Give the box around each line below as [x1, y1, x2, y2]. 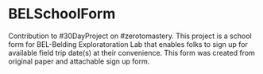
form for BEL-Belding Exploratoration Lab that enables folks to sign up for [8, 39, 248, 49]
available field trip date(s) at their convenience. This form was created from [8, 48, 256, 57]
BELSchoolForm [8, 5, 116, 23]
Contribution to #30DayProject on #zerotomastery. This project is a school [8, 31, 252, 41]
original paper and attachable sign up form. [8, 56, 150, 66]
